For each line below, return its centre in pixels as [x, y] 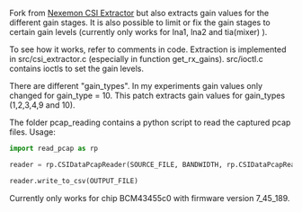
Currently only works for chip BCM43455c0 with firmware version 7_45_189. [150, 198]
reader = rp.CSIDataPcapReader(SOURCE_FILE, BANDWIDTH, [116, 164]
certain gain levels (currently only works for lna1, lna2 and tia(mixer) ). [138, 32]
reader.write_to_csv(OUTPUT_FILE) [74, 181]
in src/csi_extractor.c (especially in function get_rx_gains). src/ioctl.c [136, 59]
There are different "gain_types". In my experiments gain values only [136, 86]
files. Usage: [32, 132]
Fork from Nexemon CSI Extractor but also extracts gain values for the [139, 13]
